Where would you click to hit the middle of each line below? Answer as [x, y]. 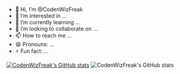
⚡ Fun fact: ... [32, 51]
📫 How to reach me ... [43, 35]
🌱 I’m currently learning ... [48, 22]
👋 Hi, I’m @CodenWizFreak [49, 9]
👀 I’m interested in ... [41, 16]
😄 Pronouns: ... [35, 44]
